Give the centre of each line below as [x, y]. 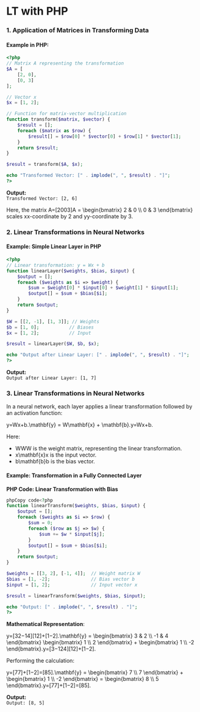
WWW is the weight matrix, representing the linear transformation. [98, 449]
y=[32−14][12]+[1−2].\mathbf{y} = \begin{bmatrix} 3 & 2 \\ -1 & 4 [87, 636]
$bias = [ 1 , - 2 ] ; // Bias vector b [71, 579]
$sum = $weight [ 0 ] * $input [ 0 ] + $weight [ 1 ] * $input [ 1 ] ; [103, 288]
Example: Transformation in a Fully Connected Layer [74, 475]
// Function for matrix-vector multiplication [66, 114]
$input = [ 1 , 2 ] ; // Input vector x [72, 585]
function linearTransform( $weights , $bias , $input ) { [76, 506]
